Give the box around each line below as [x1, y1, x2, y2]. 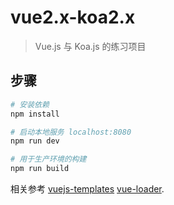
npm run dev [10, 136, 60, 146]
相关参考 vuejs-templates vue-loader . [10, 183, 165, 195]
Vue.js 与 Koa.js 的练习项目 [34, 40, 147, 52]
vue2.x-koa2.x [10, 6, 136, 29]
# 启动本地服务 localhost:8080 [10, 127, 132, 137]
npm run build [10, 164, 70, 174]
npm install [10, 109, 60, 119]
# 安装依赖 [10, 99, 50, 110]
